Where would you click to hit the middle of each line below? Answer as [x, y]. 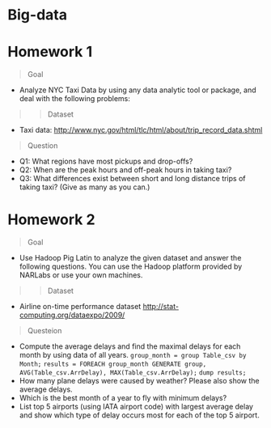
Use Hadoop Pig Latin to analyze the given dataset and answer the [130, 258]
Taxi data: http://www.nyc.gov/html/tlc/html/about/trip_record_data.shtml [141, 130]
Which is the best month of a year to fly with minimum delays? [123, 398]
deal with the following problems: [75, 99]
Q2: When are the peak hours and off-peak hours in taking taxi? [125, 170]
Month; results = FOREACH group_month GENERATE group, [113, 364]
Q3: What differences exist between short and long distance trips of [132, 179]
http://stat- [161, 307]
